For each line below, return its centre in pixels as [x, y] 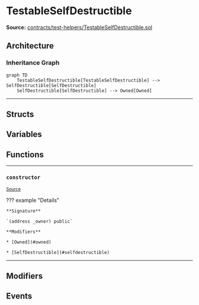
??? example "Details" [33, 200]
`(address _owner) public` [39, 221]
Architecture [30, 46]
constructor [23, 178]
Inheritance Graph [33, 63]
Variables [24, 134]
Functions [25, 154]
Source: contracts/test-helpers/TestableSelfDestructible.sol [79, 27]
